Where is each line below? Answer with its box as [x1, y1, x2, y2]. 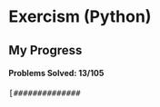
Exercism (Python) [8, 6, 152, 27]
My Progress [8, 43, 83, 58]
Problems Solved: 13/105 [8, 68, 105, 79]
